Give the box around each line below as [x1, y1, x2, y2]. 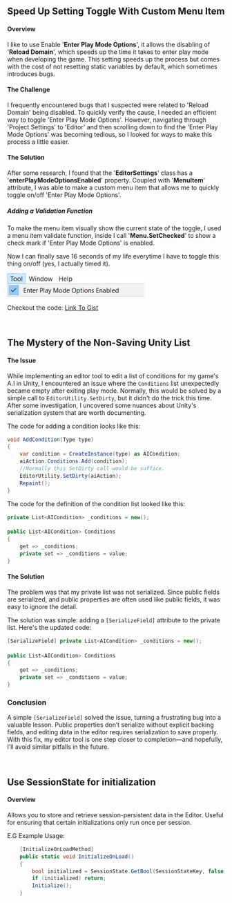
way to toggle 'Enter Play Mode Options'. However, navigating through [7, 115, 207, 124]
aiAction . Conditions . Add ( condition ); [19, 458, 128, 465]
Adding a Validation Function [7, 207, 93, 215]
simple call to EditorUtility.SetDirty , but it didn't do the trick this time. [7, 393, 212, 402]
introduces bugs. [7, 69, 55, 78]
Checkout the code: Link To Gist [7, 304, 99, 312]
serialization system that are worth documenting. [7, 408, 146, 417]
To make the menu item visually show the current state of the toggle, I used [7, 224, 222, 232]
